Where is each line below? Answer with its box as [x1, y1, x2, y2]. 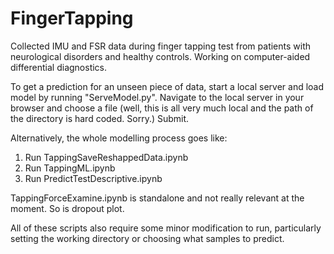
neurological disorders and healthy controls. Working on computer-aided [10, 50, 311, 62]
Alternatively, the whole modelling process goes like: [10, 132, 228, 144]
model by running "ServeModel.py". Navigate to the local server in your [10, 91, 305, 103]
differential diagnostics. [10, 61, 108, 73]
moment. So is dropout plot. [10, 202, 125, 214]
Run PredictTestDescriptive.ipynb [24, 172, 163, 184]
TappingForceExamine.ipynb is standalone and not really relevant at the [10, 192, 305, 204]
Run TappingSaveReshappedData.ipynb [24, 151, 189, 163]
